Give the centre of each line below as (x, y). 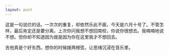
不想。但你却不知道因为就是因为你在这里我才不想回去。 (62, 37)
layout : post (19, 10)
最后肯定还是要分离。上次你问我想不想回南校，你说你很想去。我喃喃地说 (89, 31)
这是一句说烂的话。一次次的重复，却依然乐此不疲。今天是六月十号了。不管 (82, 24)
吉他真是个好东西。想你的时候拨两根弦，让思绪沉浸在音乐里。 (69, 47)
